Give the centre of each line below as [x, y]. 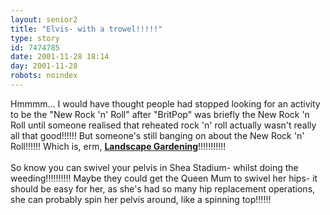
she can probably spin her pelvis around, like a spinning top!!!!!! [141, 199]
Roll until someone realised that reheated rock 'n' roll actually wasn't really [163, 125]
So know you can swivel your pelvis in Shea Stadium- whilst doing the [154, 167]
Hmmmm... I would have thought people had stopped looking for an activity [165, 103]
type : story [35, 38]
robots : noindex [44, 76]
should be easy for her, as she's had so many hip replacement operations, [163, 188]
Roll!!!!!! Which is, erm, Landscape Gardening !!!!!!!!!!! [118, 146]
